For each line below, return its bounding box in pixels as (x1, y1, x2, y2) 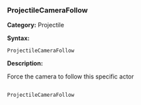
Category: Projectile (7, 21, 65, 29)
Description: (7, 59, 43, 67)
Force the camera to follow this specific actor (7, 72, 134, 80)
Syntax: (7, 34, 30, 42)
